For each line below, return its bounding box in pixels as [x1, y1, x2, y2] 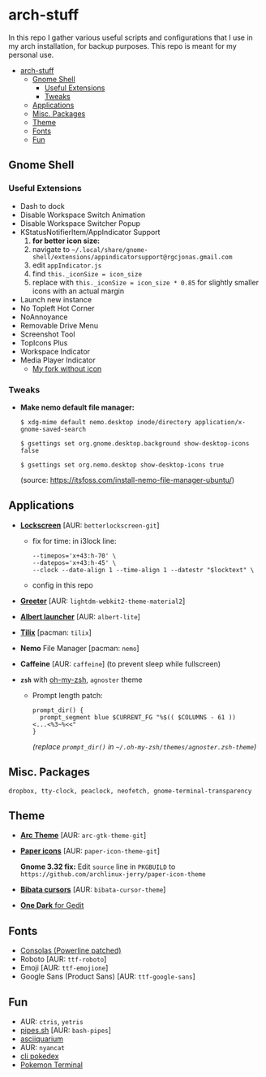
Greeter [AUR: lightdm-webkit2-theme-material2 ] [19, 596, 186, 606]
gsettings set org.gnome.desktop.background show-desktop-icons [28, 439, 250, 448]
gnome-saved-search [19, 425, 87, 433]
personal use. [8, 50, 54, 59]
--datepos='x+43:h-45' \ [32, 558, 117, 567]
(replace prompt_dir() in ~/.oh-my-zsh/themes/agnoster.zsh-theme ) [32, 741, 257, 751]
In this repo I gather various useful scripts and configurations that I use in [8, 33, 253, 42]
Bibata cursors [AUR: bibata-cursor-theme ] [19, 884, 166, 895]
